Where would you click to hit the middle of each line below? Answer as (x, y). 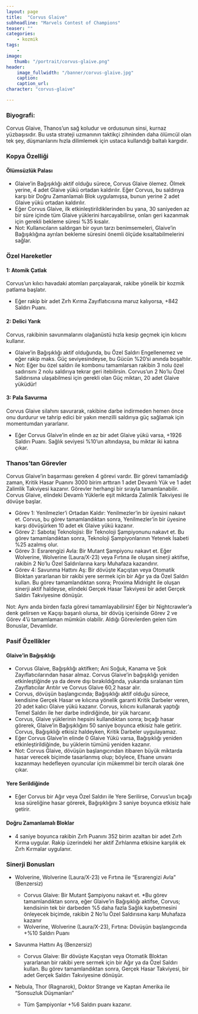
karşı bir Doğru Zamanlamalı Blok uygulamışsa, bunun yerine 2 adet (97, 196)
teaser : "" (20, 28)
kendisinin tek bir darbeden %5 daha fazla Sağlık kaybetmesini (100, 907)
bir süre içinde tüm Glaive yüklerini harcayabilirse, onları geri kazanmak (102, 216)
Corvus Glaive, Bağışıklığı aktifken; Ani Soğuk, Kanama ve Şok (91, 669)
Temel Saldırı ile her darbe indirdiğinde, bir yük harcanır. (83, 713)
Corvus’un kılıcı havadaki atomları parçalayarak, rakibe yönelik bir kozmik (95, 283)
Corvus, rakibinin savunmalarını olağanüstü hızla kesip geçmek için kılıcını (96, 335)
